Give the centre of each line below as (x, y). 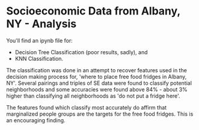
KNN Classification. (39, 58)
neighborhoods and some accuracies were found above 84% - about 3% (97, 89)
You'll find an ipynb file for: (40, 40)
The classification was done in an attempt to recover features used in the (97, 70)
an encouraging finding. (36, 120)
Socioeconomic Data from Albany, (93, 11)
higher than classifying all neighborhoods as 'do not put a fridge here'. (93, 96)
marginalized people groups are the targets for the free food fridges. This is (100, 114)
